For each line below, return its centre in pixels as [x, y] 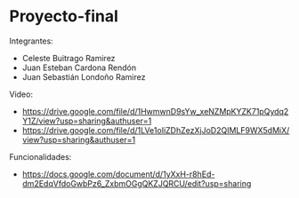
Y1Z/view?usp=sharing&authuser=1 [87, 121]
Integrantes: [31, 41]
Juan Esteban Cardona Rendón [79, 67]
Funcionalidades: [40, 156]
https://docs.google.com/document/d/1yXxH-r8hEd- [118, 174]
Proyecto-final [64, 16]
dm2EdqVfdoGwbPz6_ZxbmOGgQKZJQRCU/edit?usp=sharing [137, 183]
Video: [21, 94]
